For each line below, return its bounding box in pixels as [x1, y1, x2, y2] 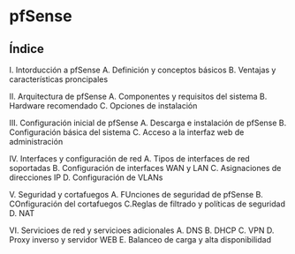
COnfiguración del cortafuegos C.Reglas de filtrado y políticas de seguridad [9, 198, 285, 209]
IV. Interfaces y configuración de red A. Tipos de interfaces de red [9, 153, 250, 164]
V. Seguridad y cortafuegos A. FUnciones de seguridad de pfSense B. [9, 190, 263, 199]
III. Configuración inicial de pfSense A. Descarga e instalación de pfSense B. [9, 117, 287, 128]
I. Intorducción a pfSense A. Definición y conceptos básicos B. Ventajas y [9, 64, 276, 75]
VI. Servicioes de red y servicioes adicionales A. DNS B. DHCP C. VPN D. [9, 225, 275, 235]
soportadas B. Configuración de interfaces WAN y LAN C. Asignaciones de [9, 163, 282, 173]
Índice [9, 41, 44, 56]
